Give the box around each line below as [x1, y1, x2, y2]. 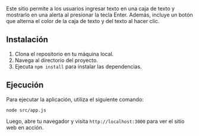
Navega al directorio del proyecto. [14, 56, 98, 64]
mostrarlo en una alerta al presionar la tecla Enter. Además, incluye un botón [6, 11, 193, 18]
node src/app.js [6, 107, 46, 113]
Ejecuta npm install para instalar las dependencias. [14, 63, 142, 70]
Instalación [6, 35, 49, 45]
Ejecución [6, 80, 44, 90]
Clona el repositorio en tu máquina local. [14, 50, 114, 57]
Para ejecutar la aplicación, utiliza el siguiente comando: [6, 96, 144, 103]
